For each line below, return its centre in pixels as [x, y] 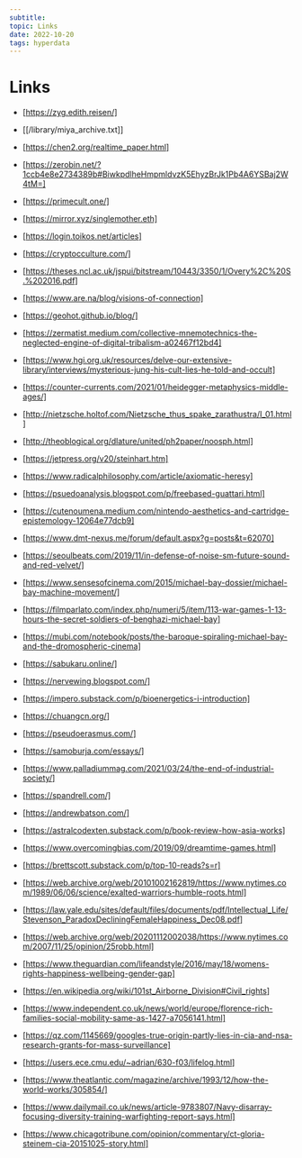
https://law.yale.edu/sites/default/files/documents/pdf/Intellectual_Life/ [157, 910]
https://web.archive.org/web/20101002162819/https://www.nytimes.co [156, 883]
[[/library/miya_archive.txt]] [73, 130]
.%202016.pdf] [50, 281]
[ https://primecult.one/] [66, 201]
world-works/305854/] [65, 1090]
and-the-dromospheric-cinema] [81, 646]
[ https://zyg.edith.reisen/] [70, 113]
